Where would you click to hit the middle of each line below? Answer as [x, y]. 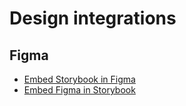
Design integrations [93, 18]
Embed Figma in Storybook [79, 90]
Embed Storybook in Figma [79, 79]
